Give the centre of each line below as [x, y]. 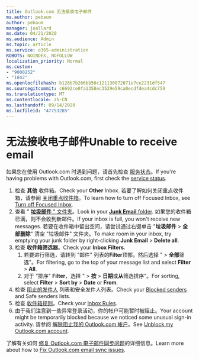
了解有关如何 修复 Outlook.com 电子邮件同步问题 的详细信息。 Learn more [95, 343]
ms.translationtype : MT [36, 94]
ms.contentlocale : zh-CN [37, 99]
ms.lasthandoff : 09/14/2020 [41, 105]
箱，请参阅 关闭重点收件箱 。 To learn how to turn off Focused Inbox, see [102, 198]
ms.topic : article [29, 45]
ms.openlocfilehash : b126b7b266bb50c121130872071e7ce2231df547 [86, 83]
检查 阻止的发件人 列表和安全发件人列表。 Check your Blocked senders [101, 290]
